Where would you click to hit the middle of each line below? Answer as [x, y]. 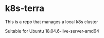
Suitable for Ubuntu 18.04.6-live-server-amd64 [52, 31]
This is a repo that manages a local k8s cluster [52, 22]
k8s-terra [25, 8]
